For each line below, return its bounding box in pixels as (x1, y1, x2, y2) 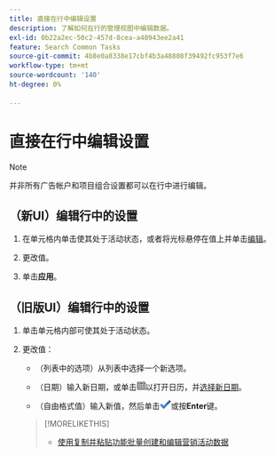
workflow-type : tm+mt (9, 61, 90, 70)
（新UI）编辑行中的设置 (9, 208, 138, 223)
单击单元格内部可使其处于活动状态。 (21, 325, 155, 336)
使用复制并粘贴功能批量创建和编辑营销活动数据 (57, 436, 229, 448)
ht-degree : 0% (9, 80, 62, 89)
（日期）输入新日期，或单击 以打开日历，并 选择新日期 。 (35, 382, 247, 393)
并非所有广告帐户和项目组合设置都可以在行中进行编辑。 (9, 180, 211, 190)
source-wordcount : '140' (9, 71, 101, 80)
